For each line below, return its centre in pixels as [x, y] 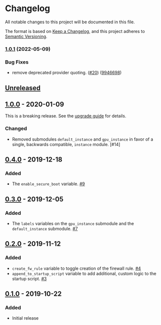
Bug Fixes [17, 62]
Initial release [25, 318]
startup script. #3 [29, 278]
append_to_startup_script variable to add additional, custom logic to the [84, 273]
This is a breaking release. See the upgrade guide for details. [66, 116]
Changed [16, 129]
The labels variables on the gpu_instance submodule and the [73, 224]
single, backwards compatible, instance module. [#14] [66, 144]
